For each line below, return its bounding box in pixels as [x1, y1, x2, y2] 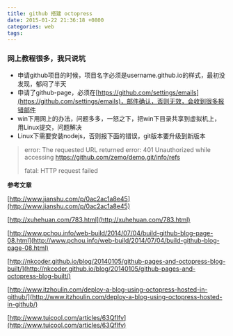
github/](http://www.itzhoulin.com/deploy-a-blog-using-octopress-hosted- [7, 292, 223, 301]
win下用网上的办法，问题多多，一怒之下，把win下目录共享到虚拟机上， [17, 114, 221, 122]
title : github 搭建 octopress [7, 10, 93, 17]
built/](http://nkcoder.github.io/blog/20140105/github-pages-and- [7, 264, 196, 273]
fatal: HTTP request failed [24, 166, 99, 174]
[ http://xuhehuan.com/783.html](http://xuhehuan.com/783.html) [7, 215, 191, 224]
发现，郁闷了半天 [17, 79, 67, 87]
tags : [7, 29, 23, 37]
